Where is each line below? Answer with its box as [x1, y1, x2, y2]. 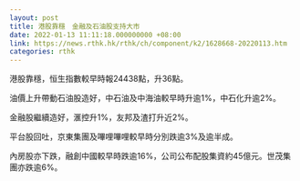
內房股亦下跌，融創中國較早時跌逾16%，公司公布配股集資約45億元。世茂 [9, 151, 284, 162]
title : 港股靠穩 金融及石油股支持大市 [9, 22, 140, 31]
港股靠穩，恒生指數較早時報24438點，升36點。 [9, 74, 189, 85]
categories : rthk [9, 47, 76, 56]
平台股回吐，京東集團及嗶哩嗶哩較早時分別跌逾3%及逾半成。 [9, 131, 239, 142]
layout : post [9, 13, 59, 23]
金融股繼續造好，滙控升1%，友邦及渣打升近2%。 [9, 112, 193, 123]
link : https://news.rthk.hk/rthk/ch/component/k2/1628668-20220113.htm [9, 38, 287, 48]
